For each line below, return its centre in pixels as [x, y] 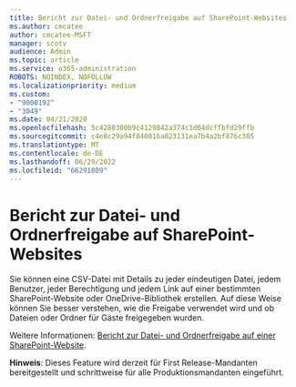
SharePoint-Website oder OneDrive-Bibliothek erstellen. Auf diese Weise [146, 299]
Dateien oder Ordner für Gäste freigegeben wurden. [107, 318]
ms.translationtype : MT [55, 145]
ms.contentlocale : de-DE [56, 153]
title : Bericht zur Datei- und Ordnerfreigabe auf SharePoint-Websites [148, 18]
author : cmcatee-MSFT [51, 35]
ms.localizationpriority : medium [73, 86]
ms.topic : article [44, 60]
